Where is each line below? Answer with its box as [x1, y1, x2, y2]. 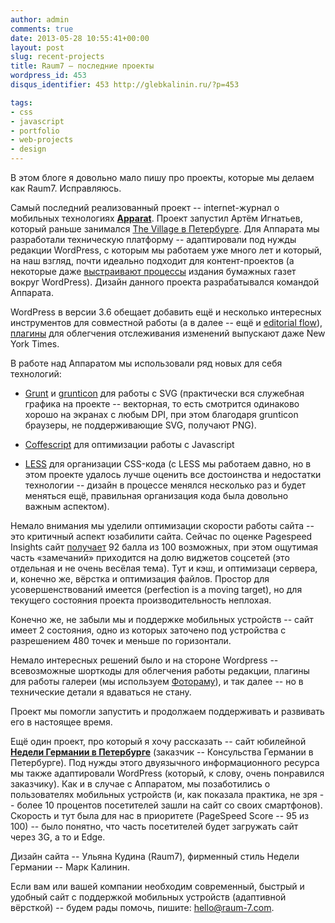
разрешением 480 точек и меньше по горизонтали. [10, 635, 232, 646]
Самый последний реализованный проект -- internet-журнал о [10, 202, 280, 213]
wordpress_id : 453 [10, 71, 87, 81]
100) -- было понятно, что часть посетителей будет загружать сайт [10, 821, 299, 832]
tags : [10, 97, 33, 108]
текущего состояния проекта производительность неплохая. [10, 594, 272, 606]
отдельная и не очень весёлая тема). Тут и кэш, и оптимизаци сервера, [10, 562, 318, 574]
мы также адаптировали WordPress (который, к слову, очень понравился [10, 767, 325, 779]
